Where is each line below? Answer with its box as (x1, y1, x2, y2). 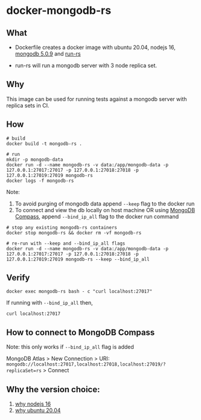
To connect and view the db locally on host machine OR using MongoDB (14, 206, 195, 213)
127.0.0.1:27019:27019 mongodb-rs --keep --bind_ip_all (6, 256, 150, 262)
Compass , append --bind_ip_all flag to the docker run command (14, 213, 179, 220)
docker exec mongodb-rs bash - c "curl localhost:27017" (6, 288, 153, 295)
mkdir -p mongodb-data (6, 157, 63, 163)
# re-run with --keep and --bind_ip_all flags (6, 240, 126, 247)
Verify (6, 273, 30, 283)
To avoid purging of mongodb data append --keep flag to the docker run (14, 200, 195, 207)
